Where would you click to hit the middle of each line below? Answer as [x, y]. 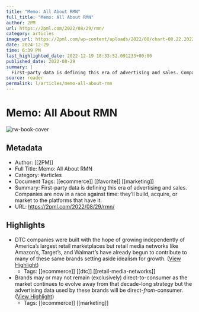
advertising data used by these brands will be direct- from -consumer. [99, 290]
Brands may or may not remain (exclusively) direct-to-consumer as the [101, 278]
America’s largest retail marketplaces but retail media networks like [97, 246]
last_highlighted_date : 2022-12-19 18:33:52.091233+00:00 [79, 56]
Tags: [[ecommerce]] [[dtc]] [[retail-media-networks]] [89, 271]
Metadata [24, 148]
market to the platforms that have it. [58, 200]
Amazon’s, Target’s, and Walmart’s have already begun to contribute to [101, 252]
